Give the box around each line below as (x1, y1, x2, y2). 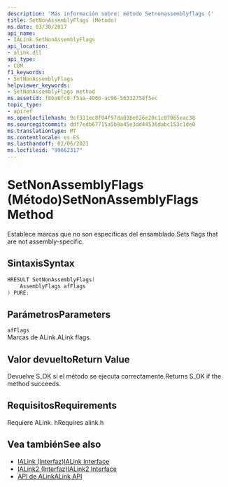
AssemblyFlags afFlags (20, 283, 86, 290)
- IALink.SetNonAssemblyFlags (7, 36, 96, 43)
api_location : (7, 43, 49, 50)
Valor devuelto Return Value (7, 353, 131, 365)
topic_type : (7, 101, 42, 108)
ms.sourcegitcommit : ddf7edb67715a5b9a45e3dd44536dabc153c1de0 (7, 120, 196, 128)
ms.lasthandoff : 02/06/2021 (7, 141, 90, 148)
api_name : (7, 29, 36, 37)
